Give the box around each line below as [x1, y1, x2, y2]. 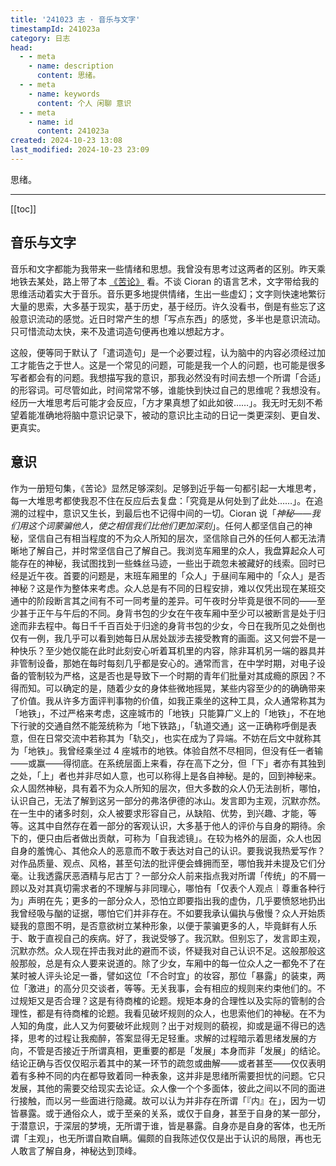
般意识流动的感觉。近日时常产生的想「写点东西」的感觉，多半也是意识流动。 [10, 312, 326, 325]
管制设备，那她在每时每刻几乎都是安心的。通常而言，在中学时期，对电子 [18, 657, 317, 669]
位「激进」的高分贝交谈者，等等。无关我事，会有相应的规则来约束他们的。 [10, 982, 317, 994]
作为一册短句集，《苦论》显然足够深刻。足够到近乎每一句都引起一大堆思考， [10, 482, 322, 494]
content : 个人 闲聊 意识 [36, 98, 132, 108]
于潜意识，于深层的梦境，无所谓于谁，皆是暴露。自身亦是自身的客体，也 [10, 1119, 308, 1131]
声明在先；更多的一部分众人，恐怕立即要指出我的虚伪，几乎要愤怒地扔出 [27, 894, 326, 906]
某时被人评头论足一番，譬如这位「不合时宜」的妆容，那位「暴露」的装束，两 [10, 969, 326, 981]
